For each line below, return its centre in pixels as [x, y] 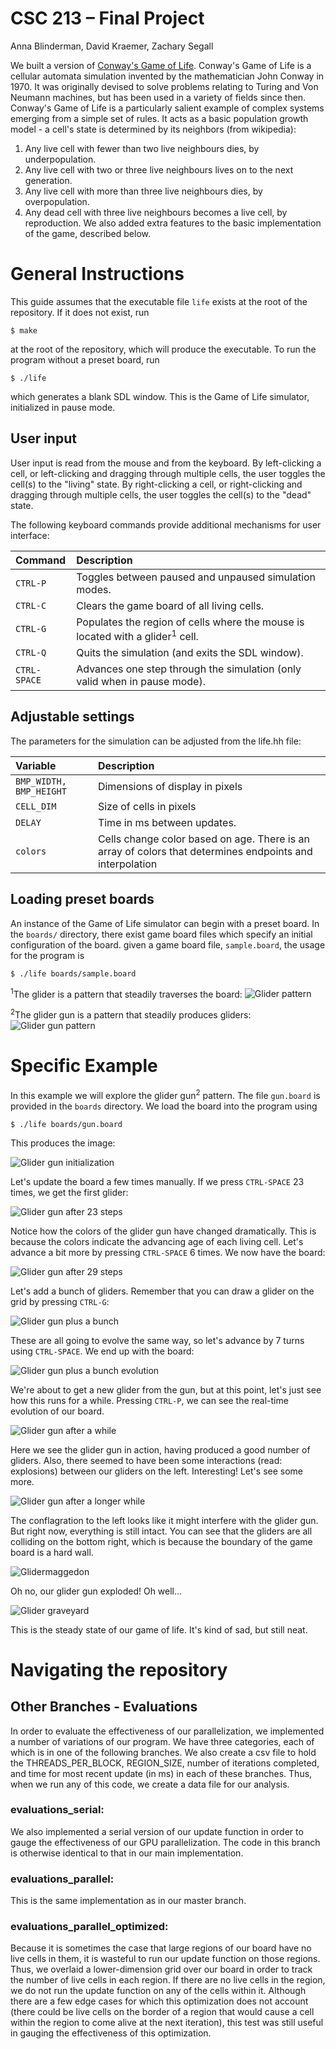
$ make [24, 330]
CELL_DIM [36, 806]
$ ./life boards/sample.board [73, 973]
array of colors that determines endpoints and [205, 851]
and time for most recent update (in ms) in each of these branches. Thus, [161, 1773]
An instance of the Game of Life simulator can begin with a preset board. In [165, 923]
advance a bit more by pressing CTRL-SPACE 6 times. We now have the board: [168, 1252]
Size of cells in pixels [147, 806]
